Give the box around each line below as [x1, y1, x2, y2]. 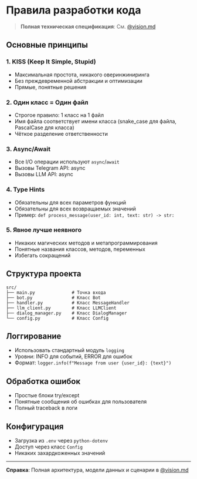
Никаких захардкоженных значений [14, 450, 106, 457]
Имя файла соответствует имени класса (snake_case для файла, [14, 118, 177, 125]
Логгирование [6, 331, 62, 341]
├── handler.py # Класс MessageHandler [6, 300, 130, 306]
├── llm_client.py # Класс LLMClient [6, 305, 117, 311]
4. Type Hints [6, 186, 45, 194]
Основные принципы [6, 40, 88, 50]
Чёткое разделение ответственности [14, 130, 108, 137]
